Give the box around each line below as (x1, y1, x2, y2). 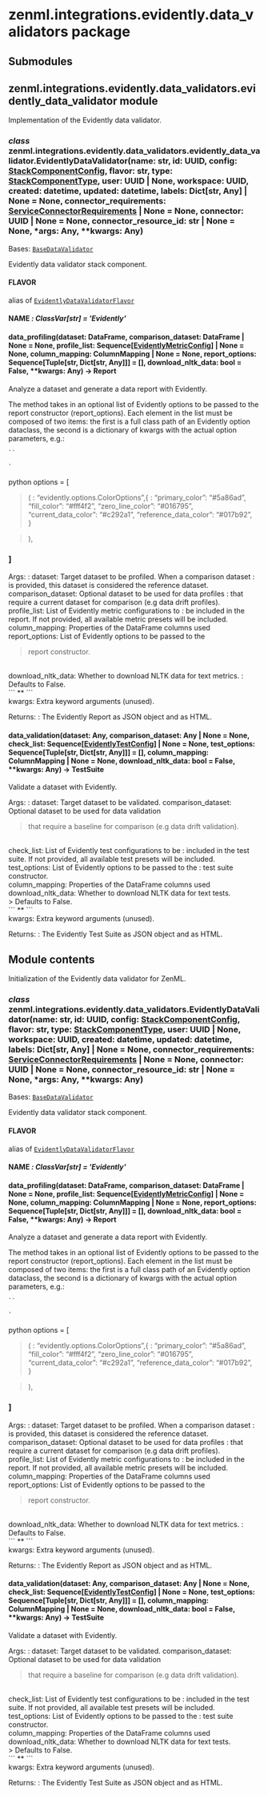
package (71, 22, 130, 41)
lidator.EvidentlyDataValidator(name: (8, 155, 156, 167)
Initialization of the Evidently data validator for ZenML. (8, 974, 186, 983)
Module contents (8, 952, 95, 966)
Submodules (8, 54, 74, 68)
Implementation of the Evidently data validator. (8, 115, 162, 125)
